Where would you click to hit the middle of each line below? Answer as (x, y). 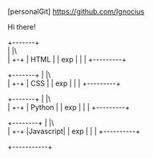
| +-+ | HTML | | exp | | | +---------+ (67, 59)
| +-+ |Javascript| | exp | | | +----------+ (74, 131)
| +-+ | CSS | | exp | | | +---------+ (64, 83)
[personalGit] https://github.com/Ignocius (76, 12)
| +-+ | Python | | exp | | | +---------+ (69, 107)
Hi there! (22, 27)
